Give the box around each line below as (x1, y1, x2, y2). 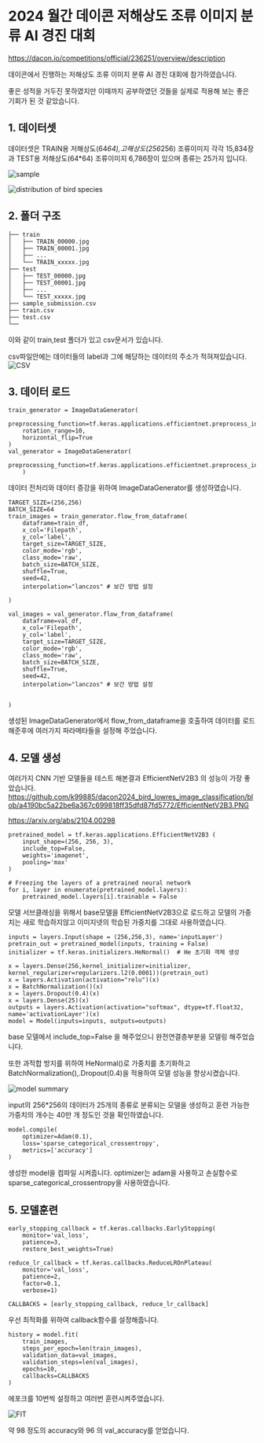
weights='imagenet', (22, 852, 90, 860)
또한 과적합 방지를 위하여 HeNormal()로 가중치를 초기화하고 (8, 1058, 191, 1068)
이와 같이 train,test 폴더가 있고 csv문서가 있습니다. (8, 335, 163, 344)
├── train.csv (8, 306, 55, 315)
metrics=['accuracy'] (22, 1147, 93, 1154)
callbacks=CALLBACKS (22, 1372, 90, 1380)
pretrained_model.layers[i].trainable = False (22, 893, 178, 901)
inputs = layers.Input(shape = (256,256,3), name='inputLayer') (8, 933, 223, 941)
